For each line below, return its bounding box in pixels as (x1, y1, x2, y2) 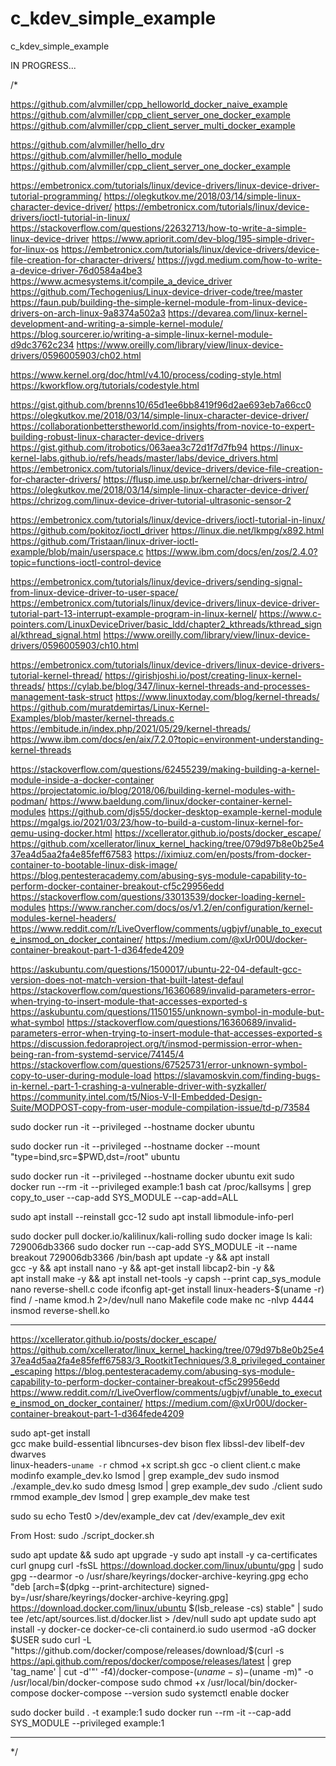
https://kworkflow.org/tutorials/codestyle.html (10, 379, 200, 391)
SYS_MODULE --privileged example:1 (10, 1717, 165, 1729)
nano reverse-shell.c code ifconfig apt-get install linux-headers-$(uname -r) (10, 1283, 325, 1295)
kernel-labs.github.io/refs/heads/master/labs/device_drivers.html (10, 452, 278, 464)
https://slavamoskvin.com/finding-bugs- (153, 1069, 321, 1081)
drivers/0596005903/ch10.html (10, 639, 139, 651)
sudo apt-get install (10, 1427, 91, 1439)
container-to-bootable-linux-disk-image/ (10, 858, 178, 871)
